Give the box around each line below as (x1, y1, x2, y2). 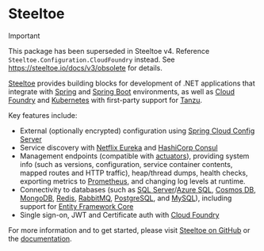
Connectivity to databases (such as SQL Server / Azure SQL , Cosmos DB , (19, 184, 256, 194)
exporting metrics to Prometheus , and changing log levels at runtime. (19, 176, 246, 186)
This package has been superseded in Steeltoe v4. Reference (8, 46, 210, 55)
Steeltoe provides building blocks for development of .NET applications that (8, 78, 255, 88)
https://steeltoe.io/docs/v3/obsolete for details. (8, 63, 163, 72)
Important (8, 31, 40, 40)
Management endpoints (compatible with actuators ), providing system (19, 151, 250, 161)
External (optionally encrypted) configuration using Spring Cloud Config (19, 126, 255, 135)
